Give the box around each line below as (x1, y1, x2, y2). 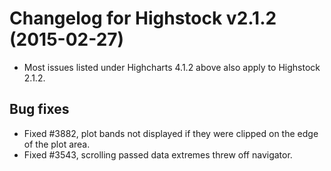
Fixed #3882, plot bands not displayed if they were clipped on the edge (23, 127, 319, 139)
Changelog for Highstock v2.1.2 (9, 7, 277, 30)
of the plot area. (23, 138, 91, 150)
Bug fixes (9, 101, 70, 118)
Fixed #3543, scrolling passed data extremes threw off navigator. (23, 148, 293, 161)
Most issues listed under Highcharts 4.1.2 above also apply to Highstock (23, 61, 321, 73)
